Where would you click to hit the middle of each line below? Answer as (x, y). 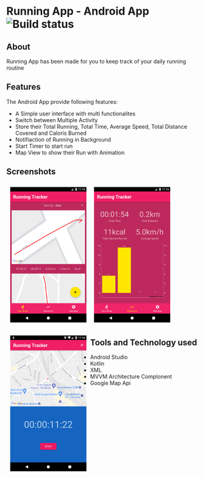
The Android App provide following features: (62, 101)
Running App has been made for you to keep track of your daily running (96, 61)
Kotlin (98, 363)
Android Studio (109, 357)
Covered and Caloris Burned (51, 133)
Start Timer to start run (44, 146)
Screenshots (31, 172)
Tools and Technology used (144, 342)
